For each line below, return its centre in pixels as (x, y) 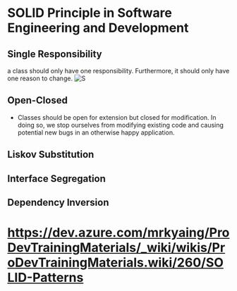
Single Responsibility (55, 54)
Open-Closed (38, 100)
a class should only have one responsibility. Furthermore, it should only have (119, 71)
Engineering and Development (98, 28)
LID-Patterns (45, 278)
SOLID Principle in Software (90, 13)
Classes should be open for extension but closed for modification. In (117, 117)
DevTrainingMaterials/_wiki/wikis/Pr (116, 248)
